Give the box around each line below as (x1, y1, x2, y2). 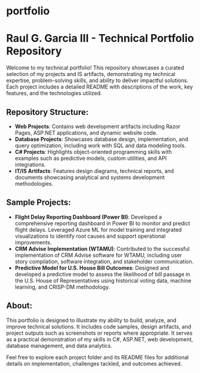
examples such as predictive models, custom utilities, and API (14, 154, 167, 162)
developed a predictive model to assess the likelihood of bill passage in (14, 271, 190, 278)
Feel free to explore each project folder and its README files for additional (6, 353, 189, 360)
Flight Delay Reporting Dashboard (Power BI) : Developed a (14, 213, 162, 220)
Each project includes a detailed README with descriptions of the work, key (6, 83, 193, 90)
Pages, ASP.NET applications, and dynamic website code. (14, 129, 158, 136)
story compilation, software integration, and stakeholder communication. (14, 257, 194, 265)
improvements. (14, 238, 52, 246)
